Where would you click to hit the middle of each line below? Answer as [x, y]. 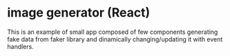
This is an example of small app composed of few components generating [113, 32]
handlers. [21, 46]
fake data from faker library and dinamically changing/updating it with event [115, 39]
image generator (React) [79, 13]
